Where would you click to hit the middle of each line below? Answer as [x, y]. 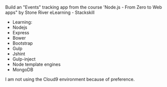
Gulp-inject [24, 59]
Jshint [19, 54]
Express [21, 33]
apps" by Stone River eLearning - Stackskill [50, 12]
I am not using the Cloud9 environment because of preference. [70, 79]
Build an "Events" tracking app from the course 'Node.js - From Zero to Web [84, 7]
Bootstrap [22, 43]
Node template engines [36, 64]
